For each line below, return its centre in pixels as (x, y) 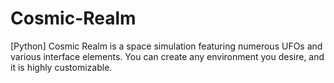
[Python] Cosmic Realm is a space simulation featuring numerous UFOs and (166, 46)
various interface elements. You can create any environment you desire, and (167, 56)
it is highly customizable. (61, 67)
